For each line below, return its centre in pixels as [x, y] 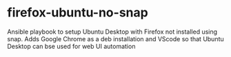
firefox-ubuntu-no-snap [78, 13]
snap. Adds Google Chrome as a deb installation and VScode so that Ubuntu [115, 38]
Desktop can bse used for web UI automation [71, 46]
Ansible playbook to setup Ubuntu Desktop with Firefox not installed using [112, 32]
